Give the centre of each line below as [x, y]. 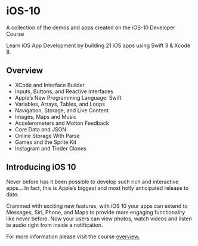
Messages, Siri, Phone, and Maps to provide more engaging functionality [96, 212]
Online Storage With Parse [47, 136]
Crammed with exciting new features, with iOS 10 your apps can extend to [97, 206]
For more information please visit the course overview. [73, 236]
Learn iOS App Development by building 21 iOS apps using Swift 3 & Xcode [98, 45]
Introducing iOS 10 [41, 167]
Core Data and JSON [41, 129]
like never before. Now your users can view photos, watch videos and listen [99, 219]
